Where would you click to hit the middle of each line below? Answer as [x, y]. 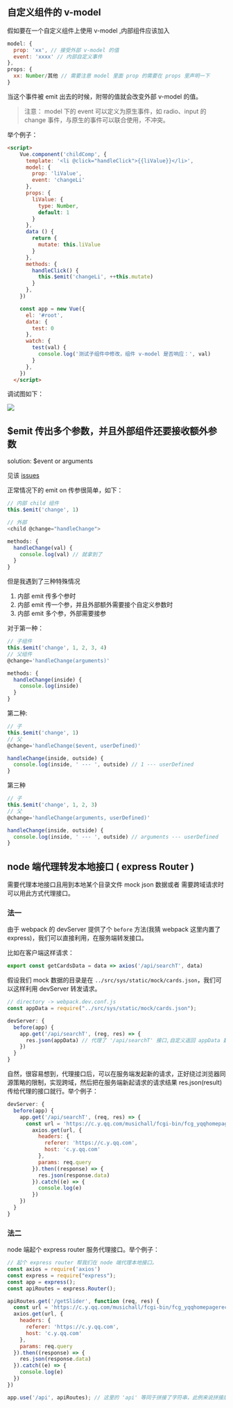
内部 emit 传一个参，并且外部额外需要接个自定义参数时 [95, 605]
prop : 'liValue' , [57, 174]
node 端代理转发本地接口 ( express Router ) [101, 866]
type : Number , [58, 206]
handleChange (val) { [43, 548]
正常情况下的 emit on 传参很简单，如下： [65, 490]
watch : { [38, 341]
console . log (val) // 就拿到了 [61, 554]
